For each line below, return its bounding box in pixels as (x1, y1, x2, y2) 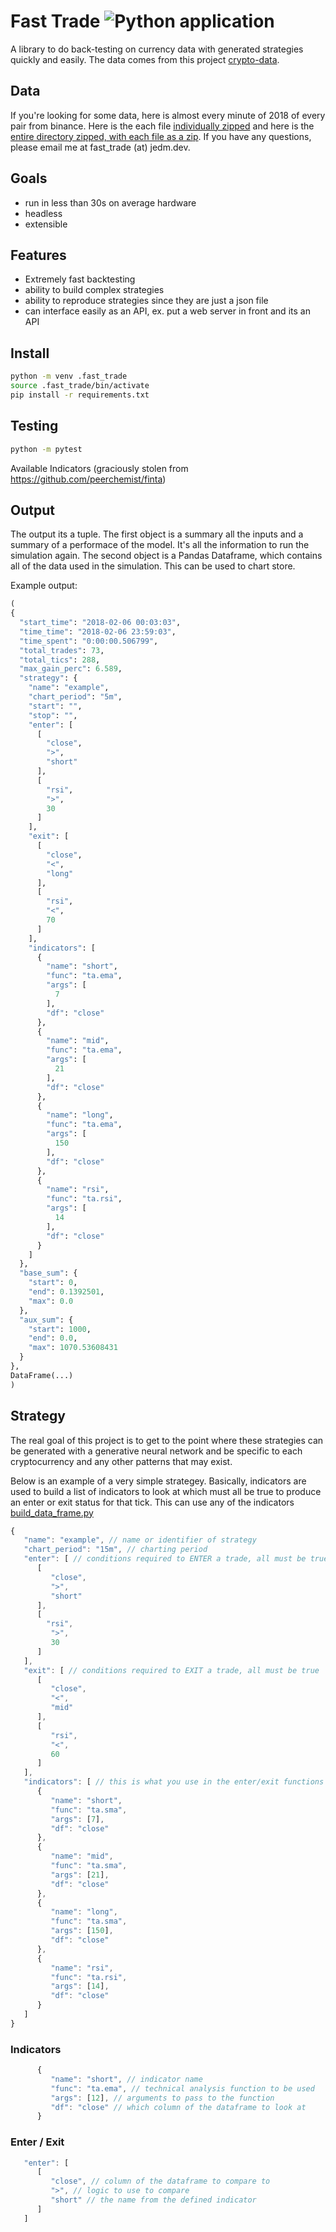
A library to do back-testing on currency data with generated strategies (10, 43, 304, 55)
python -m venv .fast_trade (10, 371, 128, 382)
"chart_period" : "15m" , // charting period (23, 1545, 208, 1555)
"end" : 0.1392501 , (28, 1287, 105, 1297)
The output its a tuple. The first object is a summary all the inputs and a (10, 528, 304, 540)
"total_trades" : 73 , (19, 645, 105, 655)
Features (10, 246, 67, 264)
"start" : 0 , (28, 1278, 78, 1288)
